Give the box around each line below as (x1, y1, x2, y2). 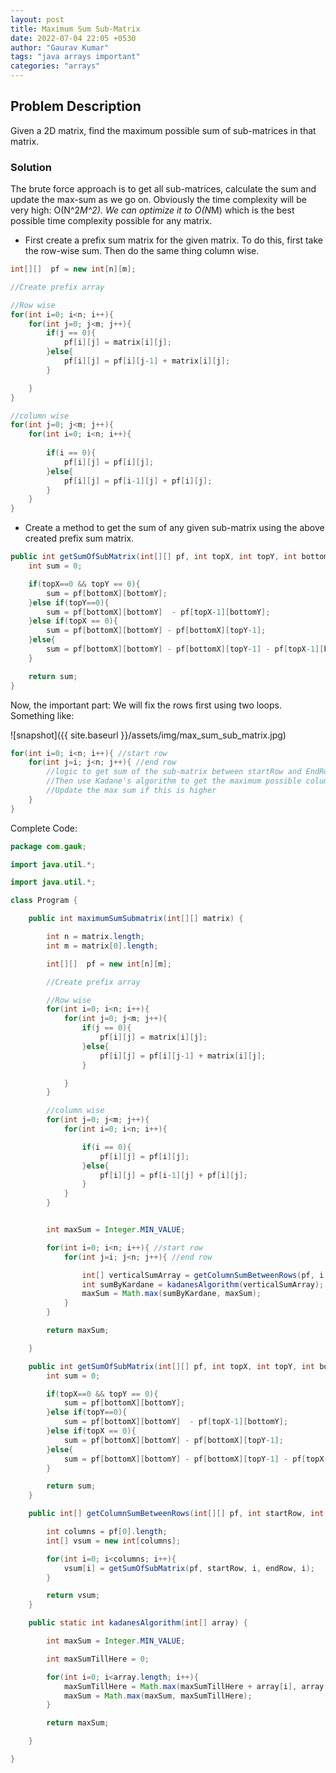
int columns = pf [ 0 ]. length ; (46, 1527, 168, 1537)
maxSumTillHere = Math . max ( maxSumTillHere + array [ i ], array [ (63, 1681, 329, 1691)
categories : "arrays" (10, 61, 101, 71)
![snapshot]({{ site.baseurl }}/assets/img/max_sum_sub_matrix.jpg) (10, 729, 287, 741)
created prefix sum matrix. (24, 532, 135, 545)
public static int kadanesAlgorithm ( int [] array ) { (28, 1618, 248, 1628)
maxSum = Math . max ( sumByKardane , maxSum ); (81, 1289, 262, 1299)
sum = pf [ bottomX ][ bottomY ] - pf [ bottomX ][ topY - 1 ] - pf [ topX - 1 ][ (46, 644, 325, 655)
